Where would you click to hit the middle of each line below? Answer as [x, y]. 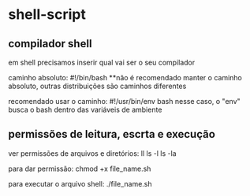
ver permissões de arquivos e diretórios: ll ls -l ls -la [92, 153]
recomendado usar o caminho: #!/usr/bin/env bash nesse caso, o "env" [124, 101]
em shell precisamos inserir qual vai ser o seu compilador [102, 62]
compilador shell [50, 44]
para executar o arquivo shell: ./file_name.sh [80, 183]
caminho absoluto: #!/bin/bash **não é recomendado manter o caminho [125, 78]
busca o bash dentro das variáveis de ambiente [85, 109]
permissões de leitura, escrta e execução [112, 134]
